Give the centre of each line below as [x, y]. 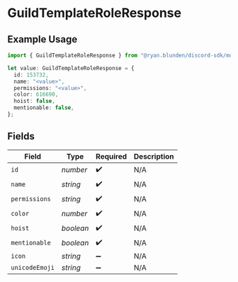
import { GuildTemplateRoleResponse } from [73, 55]
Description [154, 156]
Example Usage [42, 39]
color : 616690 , [36, 95]
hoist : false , [34, 101]
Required [111, 156]
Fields [21, 136]
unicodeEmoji [33, 267]
